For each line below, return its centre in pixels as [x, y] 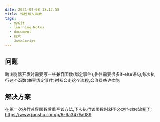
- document [20, 32]
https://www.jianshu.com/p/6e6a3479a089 [48, 115]
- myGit [17, 23]
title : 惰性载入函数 [24, 14]
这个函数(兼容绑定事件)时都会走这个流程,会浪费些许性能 [64, 80]
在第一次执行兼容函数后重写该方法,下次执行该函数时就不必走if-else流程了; [78, 109]
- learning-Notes [27, 27]
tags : [10, 18]
